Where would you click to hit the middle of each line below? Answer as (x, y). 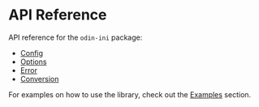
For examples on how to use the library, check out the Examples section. (130, 94)
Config (31, 53)
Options (33, 62)
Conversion (39, 79)
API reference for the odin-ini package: (76, 37)
